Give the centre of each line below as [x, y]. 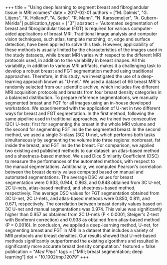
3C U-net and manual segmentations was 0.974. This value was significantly [84, 209]
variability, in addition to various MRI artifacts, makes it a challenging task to [83, 65]
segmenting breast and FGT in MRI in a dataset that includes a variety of [79, 230]
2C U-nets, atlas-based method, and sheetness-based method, [70, 188]
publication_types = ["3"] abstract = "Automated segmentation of [91, 23]
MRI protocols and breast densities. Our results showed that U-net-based [81, 235]
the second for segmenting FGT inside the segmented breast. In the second [83, 129]
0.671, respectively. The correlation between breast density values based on [83, 204]
